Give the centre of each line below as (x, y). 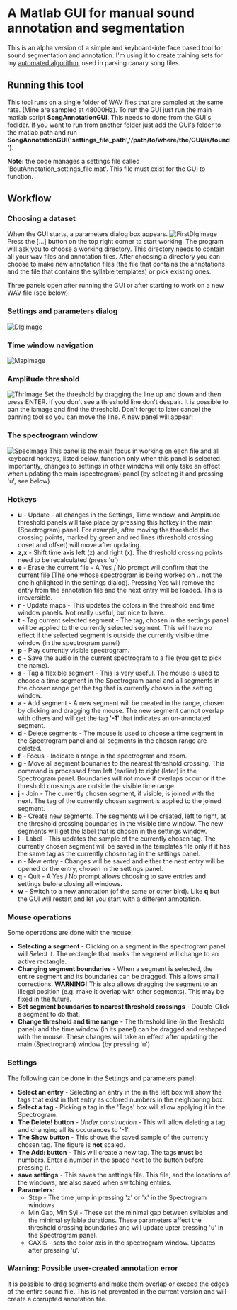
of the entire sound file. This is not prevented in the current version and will (117, 1291)
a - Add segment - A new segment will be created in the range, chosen (121, 702)
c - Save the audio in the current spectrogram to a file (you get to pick (120, 658)
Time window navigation (51, 345)
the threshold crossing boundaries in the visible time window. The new (120, 823)
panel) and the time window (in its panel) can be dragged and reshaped (122, 1029)
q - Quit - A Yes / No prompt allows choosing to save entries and (112, 876)
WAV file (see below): (39, 293)
